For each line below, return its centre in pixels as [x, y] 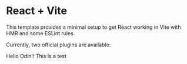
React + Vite [37, 11]
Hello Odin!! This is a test [36, 56]
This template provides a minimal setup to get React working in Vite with [93, 27]
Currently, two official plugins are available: [59, 45]
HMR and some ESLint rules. [41, 33]
